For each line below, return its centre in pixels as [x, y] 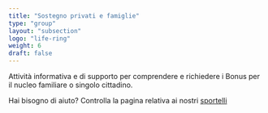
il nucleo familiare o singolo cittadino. [71, 85]
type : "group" [32, 23]
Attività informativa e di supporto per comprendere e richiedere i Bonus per [134, 76]
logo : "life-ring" [39, 38]
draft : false [30, 53]
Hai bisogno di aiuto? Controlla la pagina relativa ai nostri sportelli [118, 100]
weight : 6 [25, 46]
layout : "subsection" [45, 31]
